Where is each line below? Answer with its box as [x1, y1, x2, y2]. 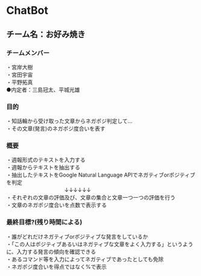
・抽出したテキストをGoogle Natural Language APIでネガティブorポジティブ [6, 171, 196, 178]
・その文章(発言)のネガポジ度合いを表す [6, 125, 106, 133]
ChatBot [6, 4, 48, 17]
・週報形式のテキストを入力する [6, 156, 86, 163]
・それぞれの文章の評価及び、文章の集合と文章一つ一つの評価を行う [6, 194, 176, 201]
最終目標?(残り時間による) [6, 218, 83, 227]
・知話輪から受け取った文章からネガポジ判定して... [6, 118, 133, 125]
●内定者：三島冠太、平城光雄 [6, 86, 80, 93]
